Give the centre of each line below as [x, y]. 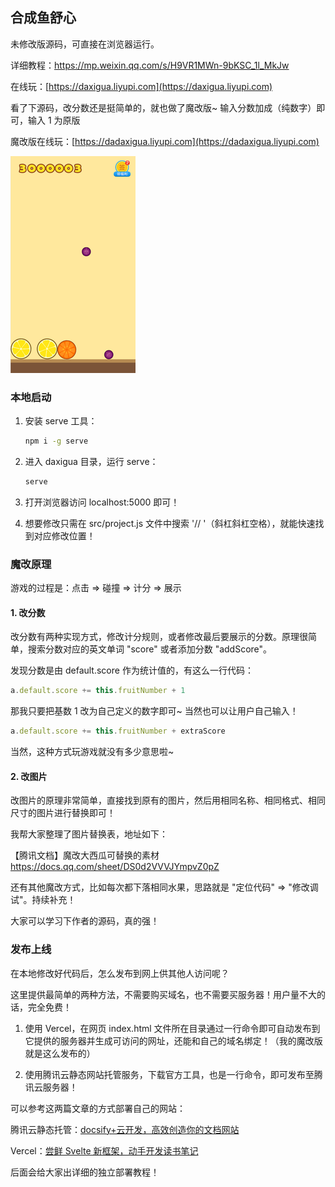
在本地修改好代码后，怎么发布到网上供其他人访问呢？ [120, 973]
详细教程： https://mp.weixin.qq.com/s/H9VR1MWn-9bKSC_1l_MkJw [150, 65]
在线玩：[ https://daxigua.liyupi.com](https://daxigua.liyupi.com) [141, 86]
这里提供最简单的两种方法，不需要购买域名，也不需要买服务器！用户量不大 [163, 994]
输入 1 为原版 [54, 120]
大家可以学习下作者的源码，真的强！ [85, 921]
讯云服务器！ [51, 1087]
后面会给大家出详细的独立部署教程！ [85, 1172]
